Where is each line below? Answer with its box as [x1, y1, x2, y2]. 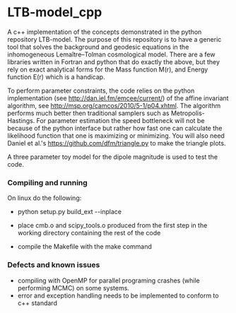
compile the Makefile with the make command [17, 242, 152, 251]
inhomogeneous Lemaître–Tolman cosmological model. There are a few [7, 50, 216, 59]
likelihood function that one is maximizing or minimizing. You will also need [7, 131, 225, 140]
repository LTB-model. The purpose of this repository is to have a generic [7, 35, 222, 43]
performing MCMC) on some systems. [17, 283, 129, 292]
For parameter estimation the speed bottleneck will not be [36, 116, 205, 124]
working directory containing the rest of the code [17, 229, 161, 237]
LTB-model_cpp [7, 4, 102, 20]
